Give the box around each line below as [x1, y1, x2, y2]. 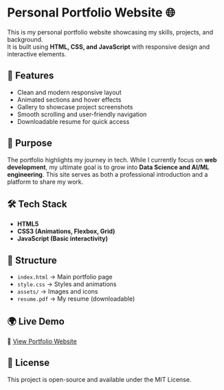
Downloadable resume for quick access [16, 117, 130, 125]
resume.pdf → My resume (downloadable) [16, 294, 135, 303]
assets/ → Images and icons [16, 288, 98, 296]
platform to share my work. [7, 177, 84, 186]
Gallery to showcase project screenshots [16, 102, 133, 111]
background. [7, 35, 43, 43]
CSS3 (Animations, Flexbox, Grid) [16, 227, 115, 235]
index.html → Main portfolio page [16, 273, 113, 281]
